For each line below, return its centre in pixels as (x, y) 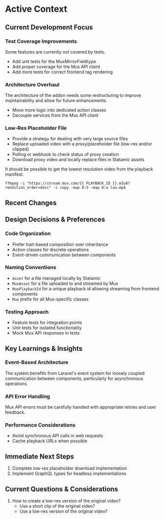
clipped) (21, 149)
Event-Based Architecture (37, 363)
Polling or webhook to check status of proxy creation (65, 154)
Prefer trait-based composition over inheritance (60, 244)
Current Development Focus (49, 27)
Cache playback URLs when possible (50, 441)
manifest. (14, 174)
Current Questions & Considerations (62, 489)
